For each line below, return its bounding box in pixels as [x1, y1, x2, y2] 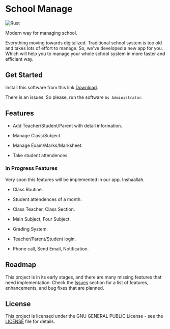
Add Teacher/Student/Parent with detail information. [12, 122, 122, 129]
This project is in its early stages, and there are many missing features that [5, 274, 162, 280]
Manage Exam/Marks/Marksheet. [12, 142, 83, 148]
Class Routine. [12, 186, 43, 192]
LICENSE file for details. [5, 318, 55, 324]
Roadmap [5, 261, 37, 269]
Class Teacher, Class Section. [12, 206, 75, 212]
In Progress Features [5, 165, 58, 172]
